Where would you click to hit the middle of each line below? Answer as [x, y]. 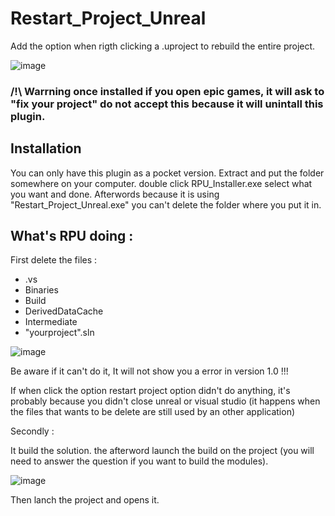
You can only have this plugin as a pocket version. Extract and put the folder [167, 173]
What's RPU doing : [72, 236]
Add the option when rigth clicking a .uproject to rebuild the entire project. [163, 46]
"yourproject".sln [59, 333]
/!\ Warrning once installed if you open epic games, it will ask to [167, 91]
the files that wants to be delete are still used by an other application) [153, 412]
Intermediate [51, 322]
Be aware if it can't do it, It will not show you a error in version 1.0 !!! [149, 371]
